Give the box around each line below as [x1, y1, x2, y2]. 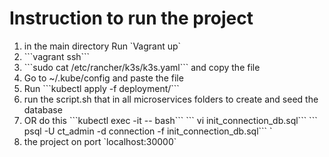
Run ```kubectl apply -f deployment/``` [23, 82, 180, 94]
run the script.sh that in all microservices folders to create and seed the [23, 93, 319, 105]
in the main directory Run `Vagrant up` [23, 40, 182, 52]
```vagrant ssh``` [23, 50, 91, 62]
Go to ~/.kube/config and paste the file [23, 72, 184, 84]
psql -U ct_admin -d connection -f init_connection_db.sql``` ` [23, 125, 273, 137]
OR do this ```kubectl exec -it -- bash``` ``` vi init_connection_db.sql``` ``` [23, 114, 318, 126]
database [23, 103, 63, 116]
